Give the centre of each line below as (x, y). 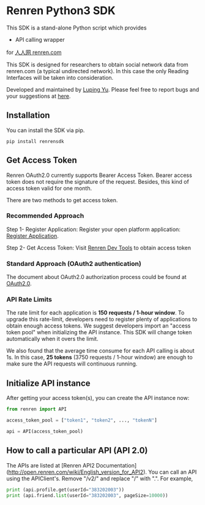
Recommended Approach (45, 216)
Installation (28, 115)
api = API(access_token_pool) (45, 432)
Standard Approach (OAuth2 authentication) (74, 264)
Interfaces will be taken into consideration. (60, 77)
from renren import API (37, 409)
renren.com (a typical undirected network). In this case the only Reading (98, 71)
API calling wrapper (40, 39)
